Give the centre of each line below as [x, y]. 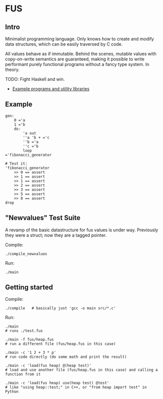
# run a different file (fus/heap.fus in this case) [61, 344]
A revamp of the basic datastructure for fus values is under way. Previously [82, 230]
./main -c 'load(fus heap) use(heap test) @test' [57, 383]
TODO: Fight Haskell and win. [35, 79]
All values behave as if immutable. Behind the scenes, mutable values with [81, 54]
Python [12, 392]
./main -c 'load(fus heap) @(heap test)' [48, 366]
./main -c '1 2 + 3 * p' [31, 353]
